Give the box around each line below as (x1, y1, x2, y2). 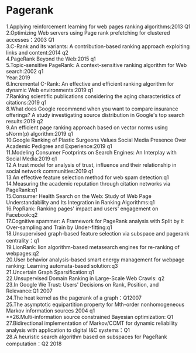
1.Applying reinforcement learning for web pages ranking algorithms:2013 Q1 (6, 23, 191, 30)
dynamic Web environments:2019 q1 (6, 86, 94, 93)
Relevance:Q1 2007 (6, 287, 53, 294)
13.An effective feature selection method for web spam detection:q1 (6, 174, 169, 181)
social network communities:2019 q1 (6, 167, 94, 174)
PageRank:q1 (6, 186, 37, 193)
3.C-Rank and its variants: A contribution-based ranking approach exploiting (6, 42, 190, 50)
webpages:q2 (6, 250, 39, 257)
